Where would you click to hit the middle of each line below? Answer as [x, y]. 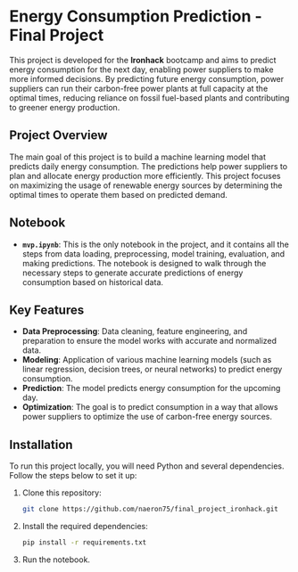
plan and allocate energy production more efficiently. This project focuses [145, 176]
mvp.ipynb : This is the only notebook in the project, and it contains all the [156, 244]
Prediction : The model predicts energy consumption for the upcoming [151, 388]
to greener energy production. [65, 107]
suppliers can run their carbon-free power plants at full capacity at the [139, 88]
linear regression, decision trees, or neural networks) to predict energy [152, 369]
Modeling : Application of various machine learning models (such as [147, 360]
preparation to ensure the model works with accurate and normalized [149, 341]
